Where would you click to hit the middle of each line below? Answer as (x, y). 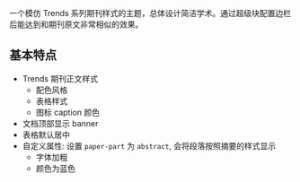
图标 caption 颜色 (68, 112)
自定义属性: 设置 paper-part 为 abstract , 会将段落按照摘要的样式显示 (149, 145)
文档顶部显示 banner (60, 123)
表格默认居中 (46, 134)
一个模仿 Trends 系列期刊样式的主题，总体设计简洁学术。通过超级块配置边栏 (150, 13)
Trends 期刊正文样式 (60, 78)
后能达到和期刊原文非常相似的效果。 (76, 24)
